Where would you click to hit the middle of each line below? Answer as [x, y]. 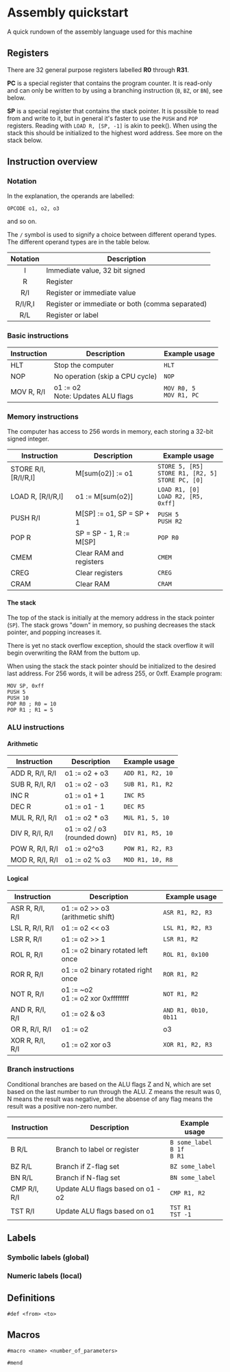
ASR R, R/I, [28, 908]
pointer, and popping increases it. [54, 632]
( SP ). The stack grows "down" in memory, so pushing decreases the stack [111, 625]
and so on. [22, 222]
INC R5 [134, 795]
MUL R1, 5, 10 [146, 818]
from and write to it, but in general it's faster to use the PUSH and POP [103, 118]
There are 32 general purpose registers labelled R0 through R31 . [98, 69]
